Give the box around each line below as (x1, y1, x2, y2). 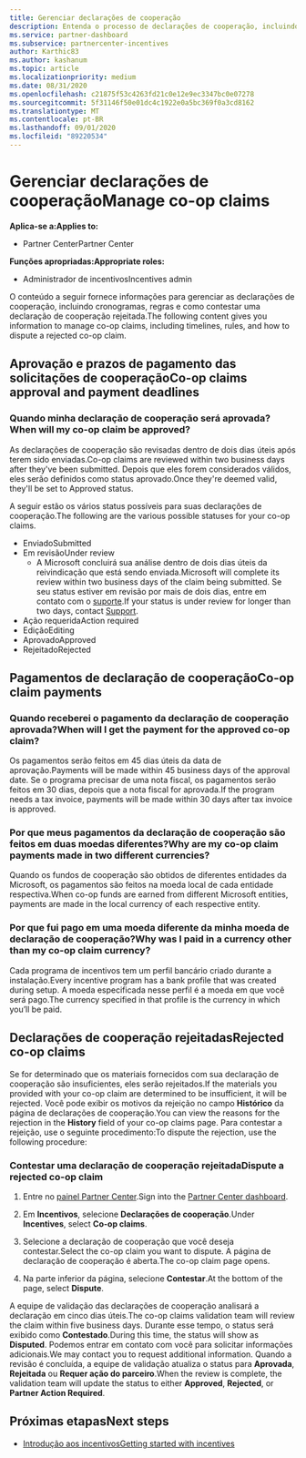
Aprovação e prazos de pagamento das (9, 356, 237, 372)
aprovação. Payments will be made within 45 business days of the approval (9, 765, 291, 776)
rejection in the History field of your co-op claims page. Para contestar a (9, 1116, 282, 1127)
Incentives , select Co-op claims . (22, 1218, 148, 1229)
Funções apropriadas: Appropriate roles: (9, 256, 166, 267)
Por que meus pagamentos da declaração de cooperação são (9, 826, 286, 839)
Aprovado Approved (22, 634, 97, 645)
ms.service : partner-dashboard (9, 30, 128, 39)
